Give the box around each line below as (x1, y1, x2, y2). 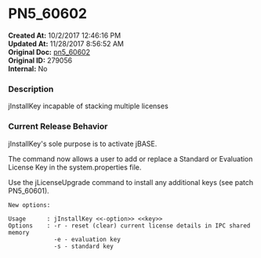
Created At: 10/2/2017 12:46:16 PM (8, 31, 121, 40)
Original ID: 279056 (8, 56, 73, 65)
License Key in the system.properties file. (8, 162, 142, 172)
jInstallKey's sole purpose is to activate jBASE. (8, 139, 158, 148)
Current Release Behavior (8, 121, 108, 132)
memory (8, 228, 30, 236)
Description (8, 83, 54, 94)
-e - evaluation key (53, 235, 121, 243)
